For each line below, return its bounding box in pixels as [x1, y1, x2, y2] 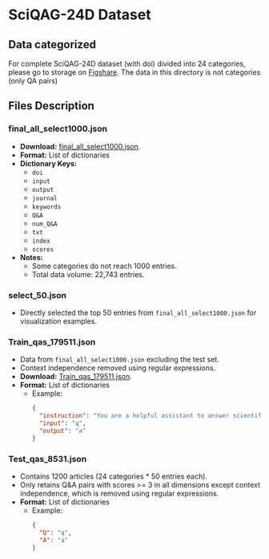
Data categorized [8, 38, 96, 51]
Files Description [8, 99, 94, 113]
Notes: [19, 252, 43, 262]
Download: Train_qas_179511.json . [19, 372, 132, 382]
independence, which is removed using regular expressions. [19, 488, 219, 498]
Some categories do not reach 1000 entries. [31, 261, 178, 271]
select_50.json [8, 289, 66, 300]
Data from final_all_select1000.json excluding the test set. [19, 355, 220, 365]
